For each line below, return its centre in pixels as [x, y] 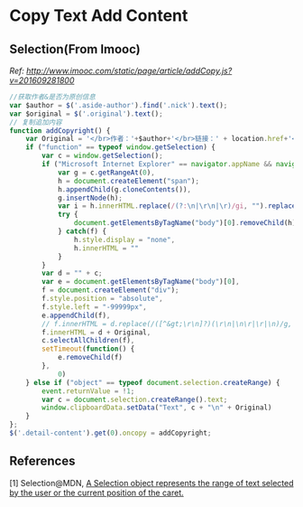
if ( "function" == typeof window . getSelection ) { [121, 147]
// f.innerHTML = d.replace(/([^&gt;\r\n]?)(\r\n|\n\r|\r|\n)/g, [167, 324]
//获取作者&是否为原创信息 [53, 97]
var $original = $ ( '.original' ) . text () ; [87, 114]
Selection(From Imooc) [75, 49]
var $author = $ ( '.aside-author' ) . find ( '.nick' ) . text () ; [119, 105]
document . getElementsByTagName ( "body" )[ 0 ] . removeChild [179, 223]
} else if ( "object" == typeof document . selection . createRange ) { [153, 382]
